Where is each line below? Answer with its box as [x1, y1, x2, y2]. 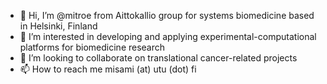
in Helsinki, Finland [19, 20, 98, 32]
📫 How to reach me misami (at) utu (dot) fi [19, 63, 197, 75]
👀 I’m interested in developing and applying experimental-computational [19, 31, 317, 42]
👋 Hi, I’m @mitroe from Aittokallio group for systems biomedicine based [19, 10, 315, 21]
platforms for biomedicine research [19, 41, 166, 53]
